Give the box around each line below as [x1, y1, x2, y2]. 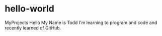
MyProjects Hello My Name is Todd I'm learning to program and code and [5, 19, 157, 25]
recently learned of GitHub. [5, 24, 61, 30]
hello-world [5, 3, 55, 14]
